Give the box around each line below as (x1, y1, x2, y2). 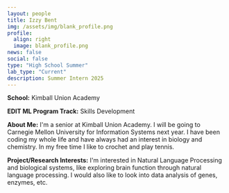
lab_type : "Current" (7, 68, 67, 75)
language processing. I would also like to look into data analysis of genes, (7, 171, 218, 179)
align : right (13, 36, 51, 43)
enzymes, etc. (7, 178, 48, 187)
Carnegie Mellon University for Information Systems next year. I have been (7, 128, 221, 136)
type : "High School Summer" (7, 62, 89, 69)
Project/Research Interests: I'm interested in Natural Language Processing (7, 156, 222, 165)
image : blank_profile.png (13, 42, 89, 49)
